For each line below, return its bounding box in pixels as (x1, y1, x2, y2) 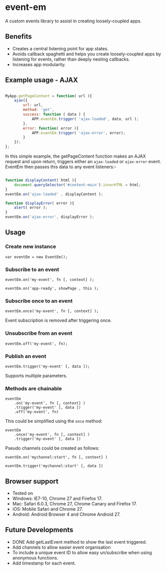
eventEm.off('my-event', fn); (5, 341, 68, 346)
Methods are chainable (5, 385, 62, 392)
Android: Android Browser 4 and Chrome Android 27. (12, 511, 121, 517)
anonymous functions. (12, 555, 59, 561)
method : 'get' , (23, 107, 55, 112)
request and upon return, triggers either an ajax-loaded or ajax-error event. (5, 159, 162, 165)
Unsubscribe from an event (5, 330, 73, 337)
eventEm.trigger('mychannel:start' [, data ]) (5, 464, 103, 469)
